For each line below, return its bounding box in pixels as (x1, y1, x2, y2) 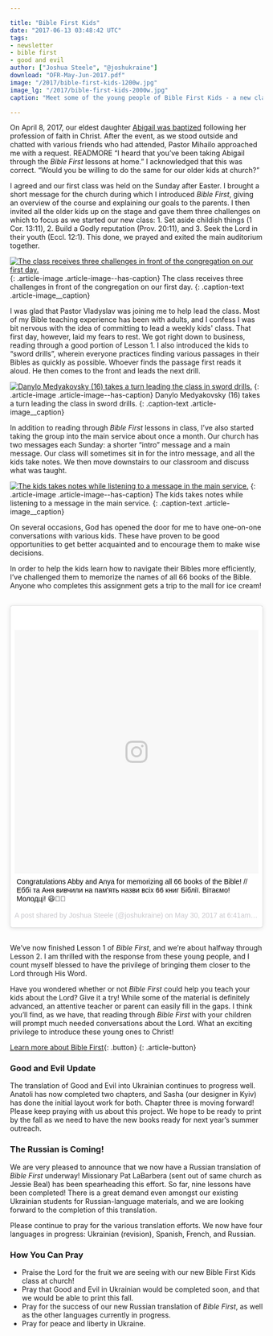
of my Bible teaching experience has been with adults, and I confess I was (10, 315, 255, 324)
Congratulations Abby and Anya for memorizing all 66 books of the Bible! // (16, 877, 248, 886)
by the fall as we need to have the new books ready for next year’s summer (10, 1115, 259, 1125)
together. (10, 241, 40, 250)
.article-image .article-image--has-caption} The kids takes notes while (10, 490, 244, 500)
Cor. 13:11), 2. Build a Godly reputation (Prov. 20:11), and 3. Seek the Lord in (10, 224, 259, 233)
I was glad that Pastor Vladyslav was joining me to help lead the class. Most (10, 307, 260, 316)
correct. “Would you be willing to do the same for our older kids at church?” (10, 166, 260, 175)
